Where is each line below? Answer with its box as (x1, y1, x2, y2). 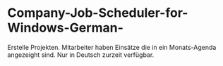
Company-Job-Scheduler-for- (7, 5, 188, 21)
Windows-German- (7, 20, 123, 36)
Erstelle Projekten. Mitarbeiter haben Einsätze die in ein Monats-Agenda (7, 43, 217, 51)
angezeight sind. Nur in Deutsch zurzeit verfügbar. (7, 51, 155, 59)
